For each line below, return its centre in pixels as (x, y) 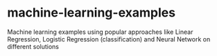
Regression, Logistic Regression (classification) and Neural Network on (109, 39)
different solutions (33, 46)
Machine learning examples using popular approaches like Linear (100, 32)
